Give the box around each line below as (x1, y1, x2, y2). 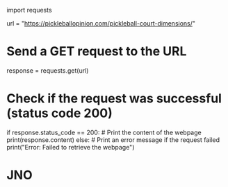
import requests (6, 6, 53, 14)
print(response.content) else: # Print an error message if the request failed (6, 135, 220, 144)
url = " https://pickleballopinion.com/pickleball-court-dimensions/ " (6, 19, 196, 27)
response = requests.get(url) (6, 66, 89, 75)
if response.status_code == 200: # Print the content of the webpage (6, 128, 202, 136)
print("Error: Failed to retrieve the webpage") (6, 143, 135, 151)
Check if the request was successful (6, 91, 222, 107)
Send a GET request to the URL (6, 44, 187, 60)
